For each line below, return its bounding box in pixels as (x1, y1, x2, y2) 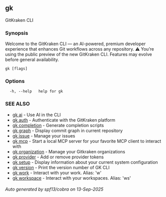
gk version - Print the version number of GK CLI (12, 164, 110, 170)
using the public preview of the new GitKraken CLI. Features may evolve (5, 52, 152, 58)
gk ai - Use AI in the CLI (12, 112, 61, 118)
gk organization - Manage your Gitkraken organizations (12, 148, 125, 154)
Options (5, 78, 25, 85)
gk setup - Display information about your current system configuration (12, 159, 158, 165)
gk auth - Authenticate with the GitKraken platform (12, 117, 115, 123)
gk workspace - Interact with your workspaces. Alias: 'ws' (12, 175, 131, 181)
